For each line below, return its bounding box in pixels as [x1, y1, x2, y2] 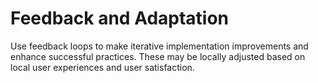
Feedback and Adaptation [10, 7, 230, 30]
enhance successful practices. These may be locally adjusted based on [10, 50, 306, 62]
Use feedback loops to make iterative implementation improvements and [10, 40, 309, 52]
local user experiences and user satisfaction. [10, 61, 195, 73]
